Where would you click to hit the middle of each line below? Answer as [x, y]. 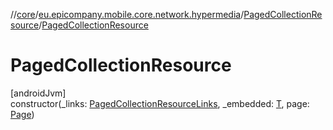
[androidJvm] [38, 93]
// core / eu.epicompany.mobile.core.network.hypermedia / [127, 14]
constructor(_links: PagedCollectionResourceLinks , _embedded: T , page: [160, 103]
